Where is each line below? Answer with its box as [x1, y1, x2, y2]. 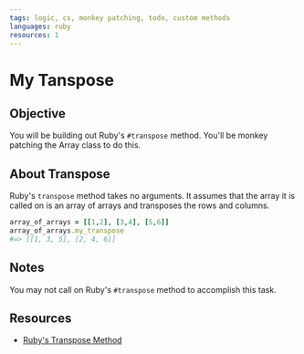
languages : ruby [9, 22, 71, 31]
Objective [9, 106, 67, 121]
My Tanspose [9, 69, 115, 90]
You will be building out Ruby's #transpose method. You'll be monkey [9, 130, 268, 141]
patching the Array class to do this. [9, 140, 142, 151]
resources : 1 [9, 30, 59, 39]
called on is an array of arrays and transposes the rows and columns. [9, 200, 270, 211]
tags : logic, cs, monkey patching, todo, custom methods [9, 13, 231, 23]
